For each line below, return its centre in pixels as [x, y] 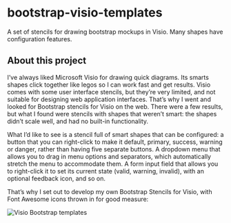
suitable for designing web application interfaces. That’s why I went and [109, 99]
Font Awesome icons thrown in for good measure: [78, 199]
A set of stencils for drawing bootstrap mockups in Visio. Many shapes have [115, 32]
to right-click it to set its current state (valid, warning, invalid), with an [106, 171]
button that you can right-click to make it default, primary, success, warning [115, 142]
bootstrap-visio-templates [85, 13]
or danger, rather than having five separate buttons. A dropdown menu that [114, 149]
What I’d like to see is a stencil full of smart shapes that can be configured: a [115, 134]
